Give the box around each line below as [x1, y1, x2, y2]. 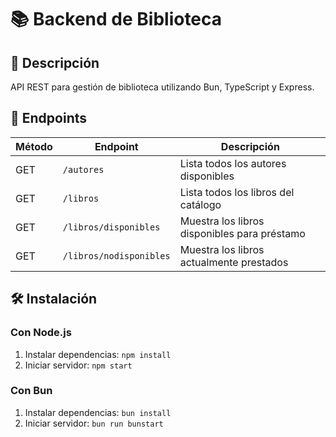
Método [15, 139, 53, 153]
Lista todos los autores [179, 156, 287, 170]
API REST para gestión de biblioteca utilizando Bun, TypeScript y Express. [10, 81, 315, 93]
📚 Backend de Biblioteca [10, 8, 223, 31]
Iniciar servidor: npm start [24, 359, 133, 371]
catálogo [179, 197, 222, 211]
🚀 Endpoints [10, 110, 88, 127]
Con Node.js [10, 326, 72, 340]
